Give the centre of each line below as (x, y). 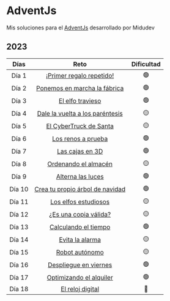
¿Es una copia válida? (80, 215)
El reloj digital (80, 289)
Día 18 (19, 289)
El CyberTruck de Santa (80, 126)
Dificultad (146, 64)
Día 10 (19, 189)
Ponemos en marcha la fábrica (80, 88)
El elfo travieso (80, 101)
